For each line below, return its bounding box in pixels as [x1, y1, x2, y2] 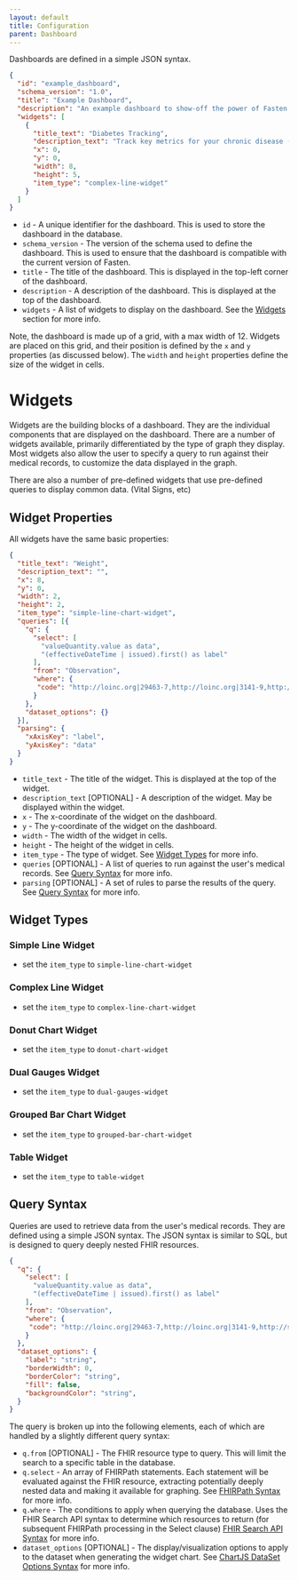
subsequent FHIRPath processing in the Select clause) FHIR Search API [21, 1523, 284, 1534]
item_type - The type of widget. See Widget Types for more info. [21, 849, 259, 859]
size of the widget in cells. [9, 359, 105, 370]
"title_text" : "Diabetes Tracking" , [32, 129, 169, 138]
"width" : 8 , [32, 162, 77, 171]
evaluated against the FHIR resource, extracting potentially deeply [21, 1476, 264, 1487]
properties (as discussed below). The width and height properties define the [9, 350, 288, 361]
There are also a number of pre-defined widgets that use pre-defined [9, 475, 263, 485]
